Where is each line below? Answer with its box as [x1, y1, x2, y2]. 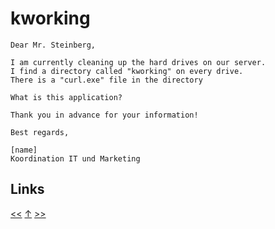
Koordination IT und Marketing [10, 153, 141, 164]
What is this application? [10, 92, 123, 102]
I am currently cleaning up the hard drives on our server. [10, 57, 267, 67]
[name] [10, 145, 38, 155]
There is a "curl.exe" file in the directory [10, 75, 203, 85]
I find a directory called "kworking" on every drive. [10, 66, 244, 76]
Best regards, [10, 127, 70, 137]
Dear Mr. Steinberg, [10, 40, 97, 50]
